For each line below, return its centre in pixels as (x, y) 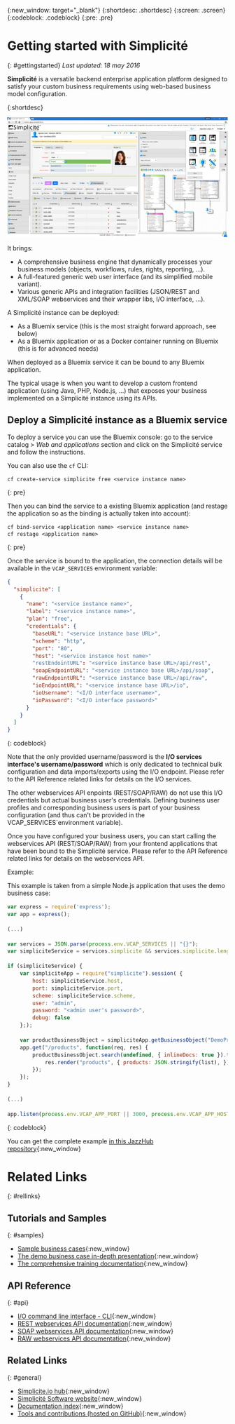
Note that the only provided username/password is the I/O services (105, 757)
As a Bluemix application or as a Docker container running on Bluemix (118, 341)
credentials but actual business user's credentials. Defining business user (114, 800)
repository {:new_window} (44, 1148)
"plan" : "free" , (49, 619)
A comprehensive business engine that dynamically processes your (115, 262)
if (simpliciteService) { (45, 966)
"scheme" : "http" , (59, 641)
